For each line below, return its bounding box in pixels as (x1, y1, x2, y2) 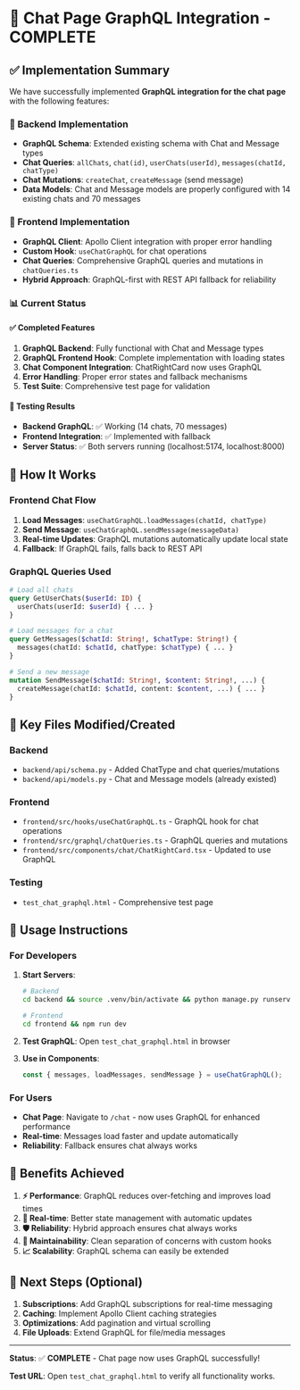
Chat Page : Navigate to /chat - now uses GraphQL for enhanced (21, 1111, 261, 1123)
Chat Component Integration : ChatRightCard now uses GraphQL (21, 362, 262, 372)
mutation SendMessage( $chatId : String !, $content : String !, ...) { (9, 676, 266, 685)
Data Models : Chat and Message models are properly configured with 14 (21, 184, 291, 195)
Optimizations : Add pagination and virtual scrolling (21, 1317, 212, 1328)
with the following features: (9, 96, 110, 106)
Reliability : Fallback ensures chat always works (21, 1140, 198, 1151)
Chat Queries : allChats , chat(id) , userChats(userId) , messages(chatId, (21, 157, 287, 168)
